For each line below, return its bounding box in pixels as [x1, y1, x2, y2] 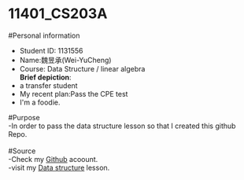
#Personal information [8, 31, 80, 40]
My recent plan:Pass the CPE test [19, 89, 128, 98]
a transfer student [19, 80, 78, 90]
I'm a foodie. [19, 97, 61, 107]
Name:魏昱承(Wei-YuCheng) [19, 55, 112, 64]
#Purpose [8, 112, 41, 122]
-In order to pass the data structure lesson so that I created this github [8, 121, 236, 130]
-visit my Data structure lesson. [8, 163, 110, 172]
